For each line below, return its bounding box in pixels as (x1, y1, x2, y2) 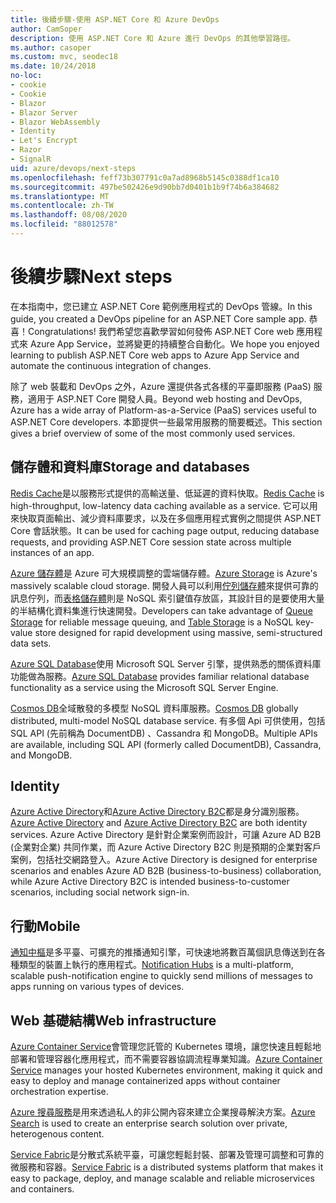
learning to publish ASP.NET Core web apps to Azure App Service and (10, 349, 300, 361)
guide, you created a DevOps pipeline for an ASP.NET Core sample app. (10, 312, 307, 325)
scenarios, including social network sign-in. (10, 886, 190, 898)
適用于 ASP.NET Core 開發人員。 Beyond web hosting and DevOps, (27, 392, 303, 405)
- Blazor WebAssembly (10, 117, 101, 127)
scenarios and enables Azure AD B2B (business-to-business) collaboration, (10, 865, 322, 877)
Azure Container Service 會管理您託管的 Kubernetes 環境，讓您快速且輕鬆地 (10, 1041, 322, 1053)
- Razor (10, 145, 43, 155)
